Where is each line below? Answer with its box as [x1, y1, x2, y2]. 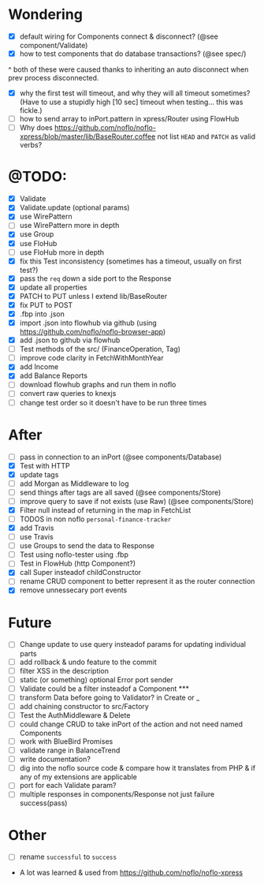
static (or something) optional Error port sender [19, 674, 173, 684]
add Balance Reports [19, 371, 88, 380]
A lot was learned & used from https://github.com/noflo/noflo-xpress [19, 868, 244, 877]
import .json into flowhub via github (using [19, 318, 158, 327]
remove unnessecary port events [19, 585, 128, 595]
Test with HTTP [19, 461, 70, 470]
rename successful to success [19, 852, 117, 861]
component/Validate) [19, 41, 88, 50]
